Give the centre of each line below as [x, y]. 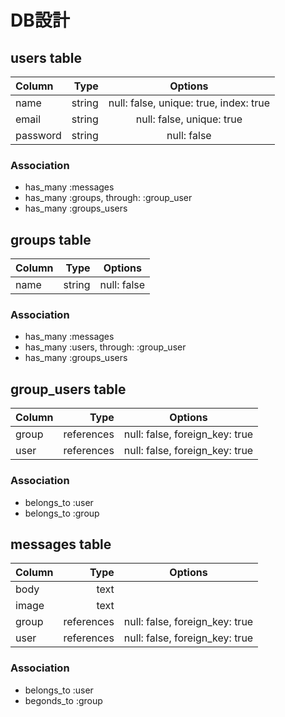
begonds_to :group [63, 700]
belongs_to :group [62, 513]
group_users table [68, 389]
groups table [51, 239]
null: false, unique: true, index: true [189, 103]
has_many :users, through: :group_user [105, 347]
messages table [61, 544]
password [38, 135]
